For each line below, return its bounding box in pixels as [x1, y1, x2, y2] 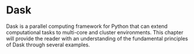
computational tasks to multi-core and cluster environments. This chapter [6, 28, 183, 35]
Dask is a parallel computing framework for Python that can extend [6, 23, 168, 30]
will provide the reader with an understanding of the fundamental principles [6, 35, 189, 42]
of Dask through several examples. [6, 41, 90, 48]
